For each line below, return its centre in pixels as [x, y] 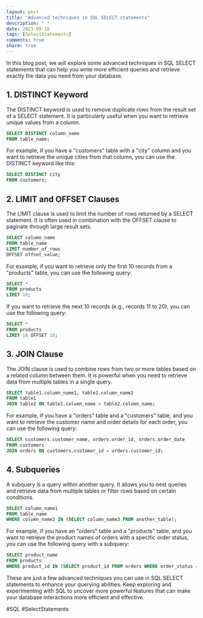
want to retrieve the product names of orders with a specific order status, [98, 537]
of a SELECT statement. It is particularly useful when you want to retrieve [97, 116]
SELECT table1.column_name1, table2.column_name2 [70, 393]
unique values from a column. [43, 122]
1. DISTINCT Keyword [47, 95]
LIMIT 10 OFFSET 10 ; [32, 335]
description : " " [28, 23]
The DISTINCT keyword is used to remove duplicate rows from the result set [101, 109]
